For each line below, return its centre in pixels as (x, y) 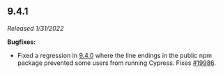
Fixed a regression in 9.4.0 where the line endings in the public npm (115, 55)
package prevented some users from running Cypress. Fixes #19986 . (116, 63)
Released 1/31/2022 (36, 28)
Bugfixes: (22, 42)
